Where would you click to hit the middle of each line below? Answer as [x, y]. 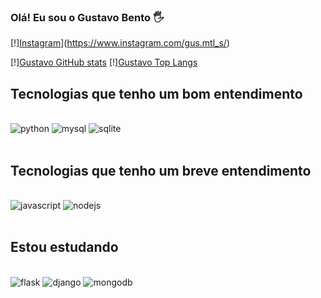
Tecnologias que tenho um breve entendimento [161, 170]
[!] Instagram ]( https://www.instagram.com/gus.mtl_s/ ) [120, 43]
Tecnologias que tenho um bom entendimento [156, 93]
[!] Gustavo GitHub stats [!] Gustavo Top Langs [104, 62]
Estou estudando [64, 247]
